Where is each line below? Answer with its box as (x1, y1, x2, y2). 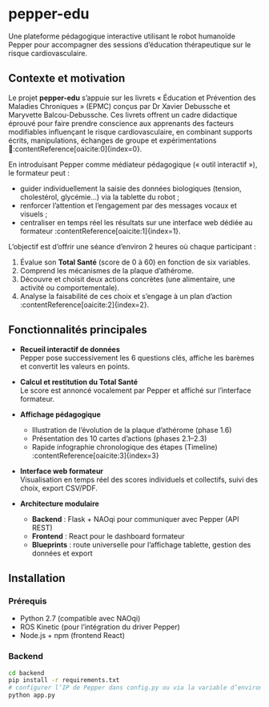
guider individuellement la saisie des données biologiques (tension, (19, 184, 242, 193)
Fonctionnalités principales (8, 323, 148, 337)
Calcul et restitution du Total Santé (19, 377, 139, 386)
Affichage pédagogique (19, 410, 102, 419)
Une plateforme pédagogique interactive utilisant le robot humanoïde (8, 31, 236, 41)
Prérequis (8, 595, 47, 606)
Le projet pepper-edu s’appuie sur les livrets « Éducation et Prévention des (8, 93, 256, 103)
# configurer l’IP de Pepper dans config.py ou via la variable (8, 684, 227, 692)
